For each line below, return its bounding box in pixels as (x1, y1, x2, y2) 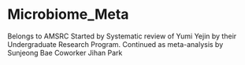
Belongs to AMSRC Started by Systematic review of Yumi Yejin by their (7, 31, 237, 41)
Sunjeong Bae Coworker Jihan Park (7, 48, 123, 57)
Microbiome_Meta (7, 5, 129, 23)
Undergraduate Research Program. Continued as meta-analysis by (7, 39, 224, 49)
